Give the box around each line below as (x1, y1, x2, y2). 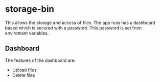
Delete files (12, 72, 35, 78)
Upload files (12, 67, 37, 73)
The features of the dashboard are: (5, 57, 76, 63)
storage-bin (5, 3, 55, 15)
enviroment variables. (5, 30, 49, 36)
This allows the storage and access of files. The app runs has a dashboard (5, 20, 156, 26)
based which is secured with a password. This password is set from (5, 25, 142, 30)
